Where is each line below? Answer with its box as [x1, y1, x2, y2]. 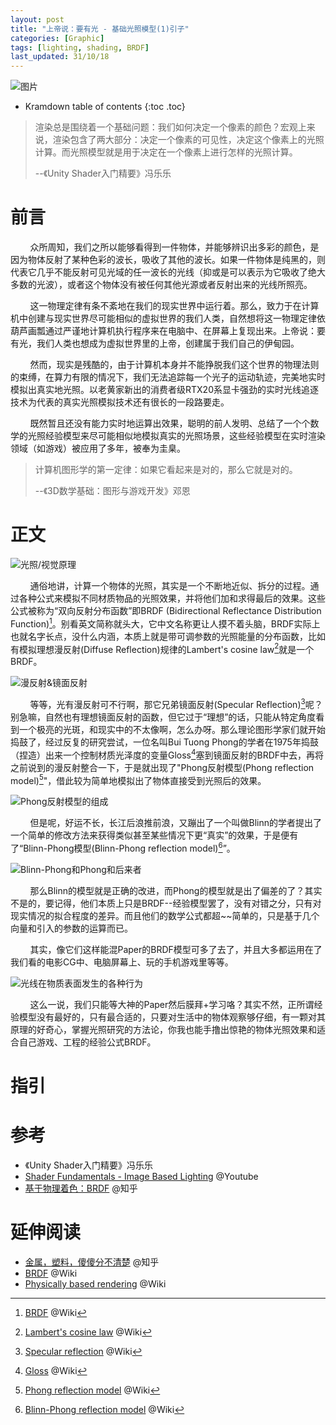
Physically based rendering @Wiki [24, 1278, 167, 1290]
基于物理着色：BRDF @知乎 [24, 1182, 138, 1195]
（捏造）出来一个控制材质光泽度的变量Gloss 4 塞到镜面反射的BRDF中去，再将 [10, 747, 325, 761]
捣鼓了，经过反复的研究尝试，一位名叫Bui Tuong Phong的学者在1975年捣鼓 [10, 736, 319, 748]
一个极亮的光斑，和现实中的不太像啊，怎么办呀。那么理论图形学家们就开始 [18, 723, 326, 735]
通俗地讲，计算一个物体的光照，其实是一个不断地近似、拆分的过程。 [29, 580, 311, 591]
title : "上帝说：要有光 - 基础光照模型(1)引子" [10, 24, 190, 34]
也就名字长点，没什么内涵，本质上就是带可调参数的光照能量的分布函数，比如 [10, 630, 326, 642]
